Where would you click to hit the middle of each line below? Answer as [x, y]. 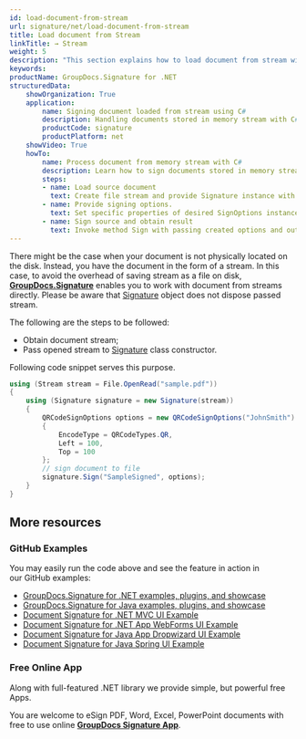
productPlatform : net [83, 137]
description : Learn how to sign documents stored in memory [158, 171]
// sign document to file [92, 469]
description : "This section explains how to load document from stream [148, 60]
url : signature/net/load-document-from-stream [99, 26]
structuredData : [40, 86]
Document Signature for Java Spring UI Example [113, 644]
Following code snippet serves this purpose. [92, 367]
